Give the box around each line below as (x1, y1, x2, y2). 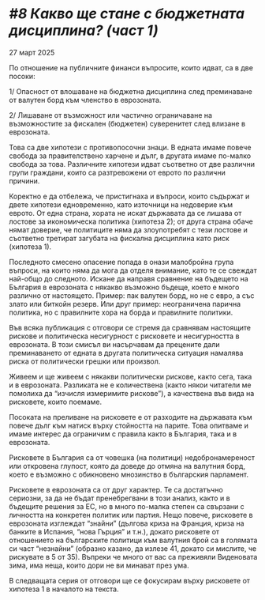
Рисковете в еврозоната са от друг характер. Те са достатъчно (9, 485, 223, 494)
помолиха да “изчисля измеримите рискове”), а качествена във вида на (9, 388, 255, 398)
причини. (9, 175, 40, 186)
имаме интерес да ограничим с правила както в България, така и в (9, 428, 237, 439)
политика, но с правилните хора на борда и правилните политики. (9, 308, 233, 317)
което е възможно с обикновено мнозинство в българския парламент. (9, 470, 249, 479)
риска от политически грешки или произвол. (9, 357, 161, 366)
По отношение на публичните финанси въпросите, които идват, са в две (9, 62, 253, 72)
